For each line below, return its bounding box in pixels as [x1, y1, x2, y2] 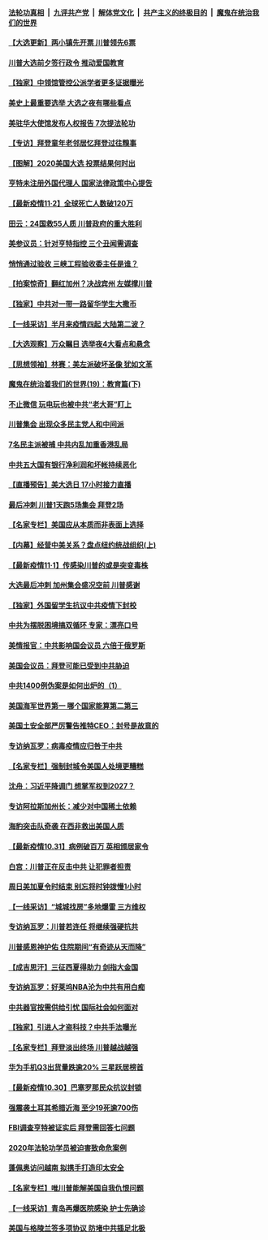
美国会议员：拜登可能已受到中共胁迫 [8, 660, 130, 670]
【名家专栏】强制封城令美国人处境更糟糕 [8, 761, 144, 771]
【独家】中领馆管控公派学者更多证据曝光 [8, 78, 144, 88]
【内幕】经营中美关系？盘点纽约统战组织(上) [8, 540, 157, 550]
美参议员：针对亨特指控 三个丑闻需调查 [8, 239, 139, 248]
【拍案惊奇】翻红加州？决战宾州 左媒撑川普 [8, 279, 153, 288]
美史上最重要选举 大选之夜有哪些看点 [8, 97, 132, 107]
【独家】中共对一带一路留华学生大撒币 [8, 299, 136, 309]
